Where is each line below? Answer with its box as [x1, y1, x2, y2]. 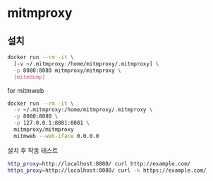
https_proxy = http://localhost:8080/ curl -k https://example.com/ [7, 167, 207, 174]
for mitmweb [7, 86, 44, 94]
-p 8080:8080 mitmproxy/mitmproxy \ [13, 67, 121, 74]
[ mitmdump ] [13, 73, 46, 80]
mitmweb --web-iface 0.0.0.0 [13, 132, 99, 139]
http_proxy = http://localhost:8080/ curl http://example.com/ [7, 160, 191, 167]
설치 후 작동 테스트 [7, 146, 59, 154]
